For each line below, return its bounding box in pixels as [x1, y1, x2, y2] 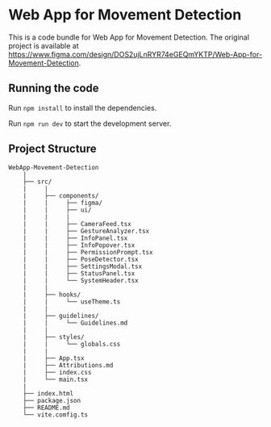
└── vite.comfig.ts [23, 410, 89, 419]
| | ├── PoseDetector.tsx [23, 255, 139, 263]
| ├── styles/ [23, 333, 85, 341]
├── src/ [23, 178, 52, 186]
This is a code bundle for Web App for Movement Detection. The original [8, 32, 250, 42]
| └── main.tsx [23, 375, 89, 383]
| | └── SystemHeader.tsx [23, 276, 139, 284]
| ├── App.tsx [23, 354, 85, 362]
